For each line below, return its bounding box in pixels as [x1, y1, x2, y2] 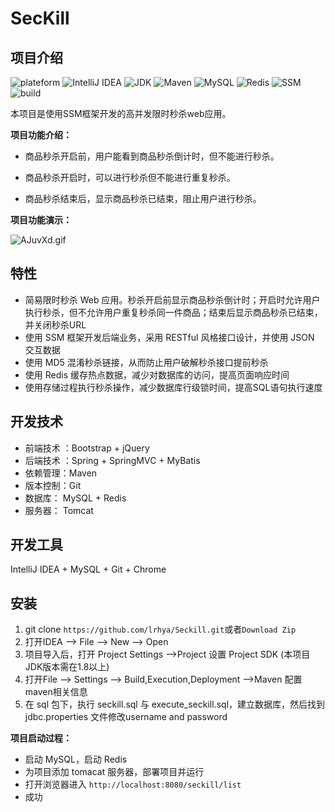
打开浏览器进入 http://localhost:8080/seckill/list [24, 778, 242, 791]
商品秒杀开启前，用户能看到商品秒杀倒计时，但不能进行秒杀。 [24, 150, 280, 162]
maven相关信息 [24, 686, 88, 698]
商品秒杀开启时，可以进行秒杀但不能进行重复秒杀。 [24, 172, 236, 183]
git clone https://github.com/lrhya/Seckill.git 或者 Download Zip [24, 623, 297, 636]
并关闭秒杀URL [24, 318, 87, 331]
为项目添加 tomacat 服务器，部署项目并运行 [24, 766, 205, 778]
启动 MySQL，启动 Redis [24, 753, 128, 766]
